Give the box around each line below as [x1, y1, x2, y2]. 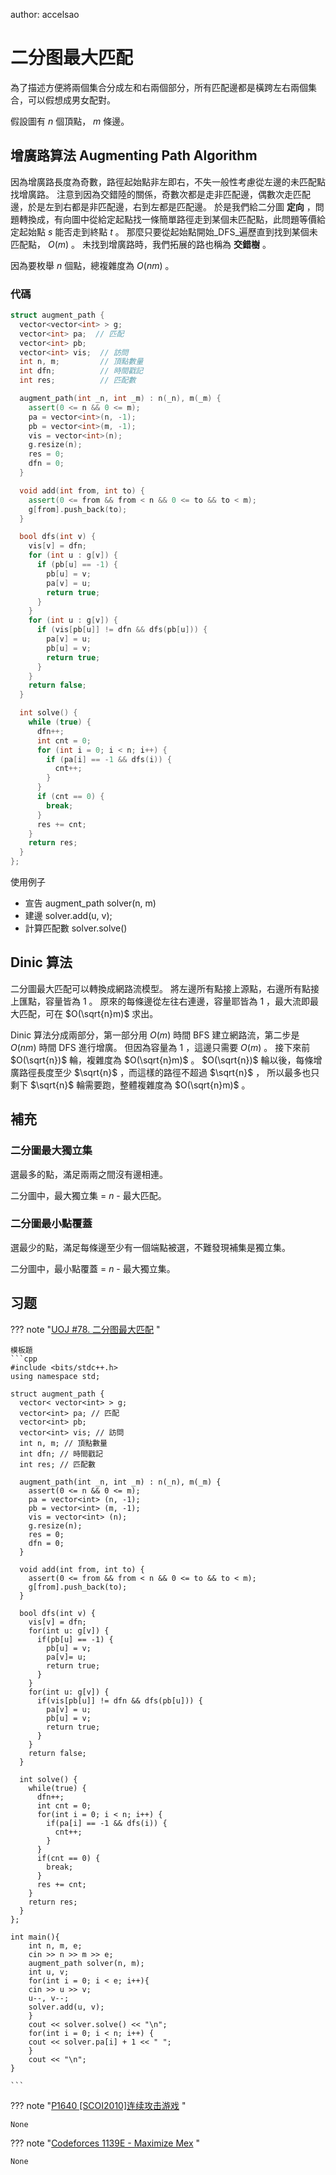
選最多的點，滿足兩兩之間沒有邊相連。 [10, 1168, 168, 1180]
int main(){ [10, 1932, 60, 1942]
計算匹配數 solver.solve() [24, 922, 128, 934]
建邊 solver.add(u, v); [24, 910, 113, 922]
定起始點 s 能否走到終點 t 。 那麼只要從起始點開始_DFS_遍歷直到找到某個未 [10, 225, 318, 238]
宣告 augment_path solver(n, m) [24, 897, 157, 909]
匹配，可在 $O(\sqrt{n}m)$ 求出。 [18, 1007, 159, 1019]
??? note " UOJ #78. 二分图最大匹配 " [10, 1323, 161, 1335]
